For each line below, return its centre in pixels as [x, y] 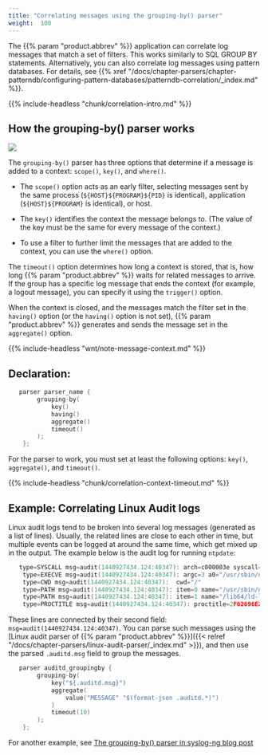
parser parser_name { [55, 392]
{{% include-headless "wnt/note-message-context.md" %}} [107, 348]
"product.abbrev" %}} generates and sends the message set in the [118, 324]
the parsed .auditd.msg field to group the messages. [95, 654]
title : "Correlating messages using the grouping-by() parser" [116, 16]
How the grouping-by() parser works [102, 128]
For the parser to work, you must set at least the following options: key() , [128, 459]
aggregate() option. [41, 333]
